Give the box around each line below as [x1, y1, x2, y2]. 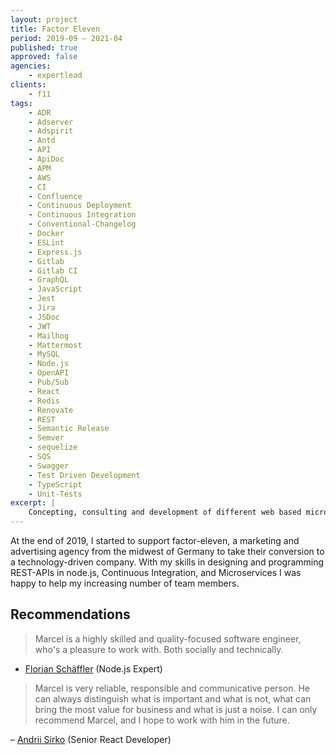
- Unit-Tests [28, 489, 83, 499]
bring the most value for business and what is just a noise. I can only [34, 703, 318, 715]
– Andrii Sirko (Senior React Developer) [10, 733, 172, 745]
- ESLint [28, 237, 65, 248]
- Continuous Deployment [28, 201, 132, 211]
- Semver [28, 433, 65, 443]
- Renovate [28, 405, 74, 415]
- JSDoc [28, 312, 60, 322]
